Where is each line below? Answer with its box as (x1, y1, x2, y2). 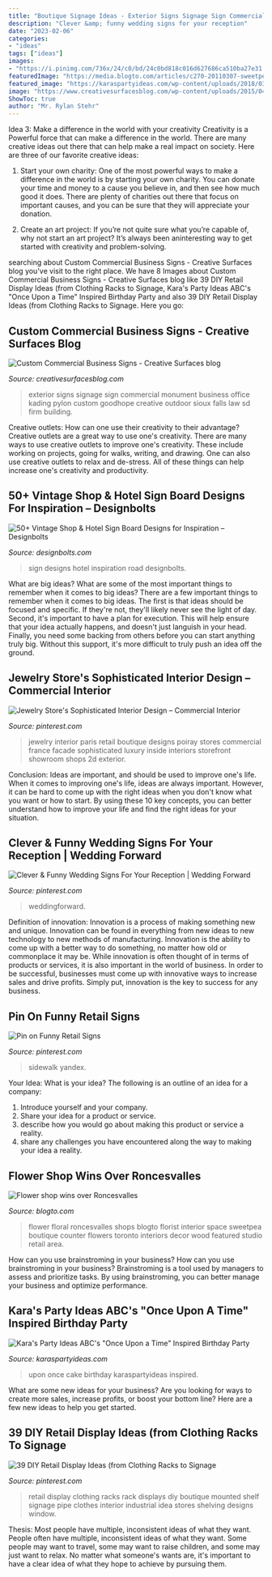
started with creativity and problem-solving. (19, 242, 167, 252)
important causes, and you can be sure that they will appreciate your (19, 200, 249, 211)
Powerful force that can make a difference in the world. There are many (8, 133, 247, 143)
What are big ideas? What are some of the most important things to (8, 578, 232, 588)
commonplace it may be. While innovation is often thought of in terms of (8, 952, 249, 961)
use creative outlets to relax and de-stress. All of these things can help (8, 457, 244, 467)
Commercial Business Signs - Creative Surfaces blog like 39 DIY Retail (8, 275, 244, 284)
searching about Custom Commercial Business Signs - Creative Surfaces (8, 258, 253, 267)
